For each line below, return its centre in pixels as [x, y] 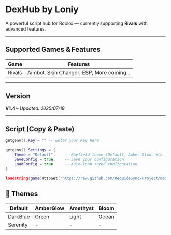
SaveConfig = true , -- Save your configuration [69, 159]
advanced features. [26, 28]
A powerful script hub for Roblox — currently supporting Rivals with [76, 23]
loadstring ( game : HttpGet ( [33, 178]
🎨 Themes [22, 194]
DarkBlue [19, 217]
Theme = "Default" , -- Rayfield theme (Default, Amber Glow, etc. [90, 155]
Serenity [18, 225]
